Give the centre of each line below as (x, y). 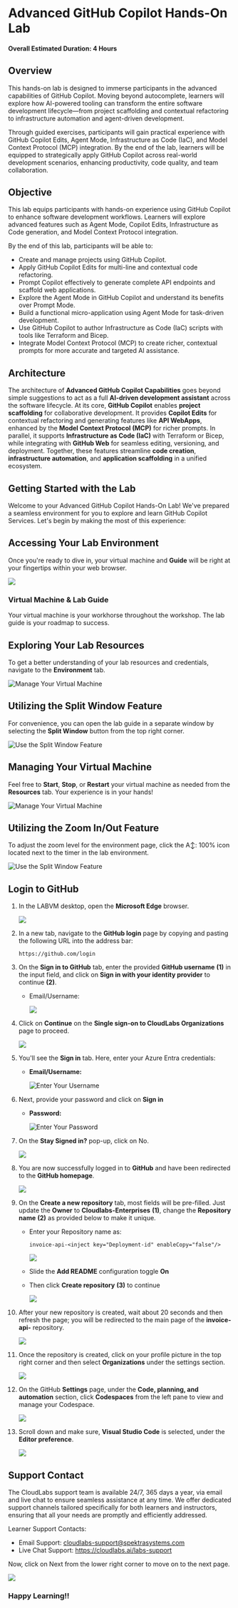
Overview (30, 71)
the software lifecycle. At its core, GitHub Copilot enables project (104, 406)
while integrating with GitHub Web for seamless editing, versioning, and (114, 443)
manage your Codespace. (56, 1405)
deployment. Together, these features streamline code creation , (102, 451)
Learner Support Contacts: (47, 1529)
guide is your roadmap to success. (59, 623)
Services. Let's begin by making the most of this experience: (97, 521)
